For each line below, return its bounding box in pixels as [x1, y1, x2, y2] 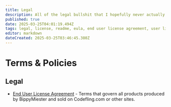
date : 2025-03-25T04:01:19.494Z [5, 21, 74, 27]
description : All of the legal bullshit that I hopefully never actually [5, 12, 165, 17]
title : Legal [5, 7, 33, 13]
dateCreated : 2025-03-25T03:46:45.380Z [5, 36, 90, 41]
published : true [5, 17, 40, 22]
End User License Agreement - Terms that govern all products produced [12, 90, 164, 96]
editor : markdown [5, 31, 42, 36]
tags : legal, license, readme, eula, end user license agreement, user [5, 26, 160, 31]
